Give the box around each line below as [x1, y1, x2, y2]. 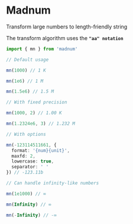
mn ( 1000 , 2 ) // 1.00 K [6, 110, 62, 116]
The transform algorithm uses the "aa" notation [6, 34, 124, 41]
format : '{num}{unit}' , [11, 147, 70, 154]
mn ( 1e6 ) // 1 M [6, 78, 44, 84]
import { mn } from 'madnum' [6, 46, 78, 52]
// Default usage [6, 57, 49, 63]
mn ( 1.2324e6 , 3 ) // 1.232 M [6, 121, 76, 127]
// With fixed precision [6, 99, 67, 105]
